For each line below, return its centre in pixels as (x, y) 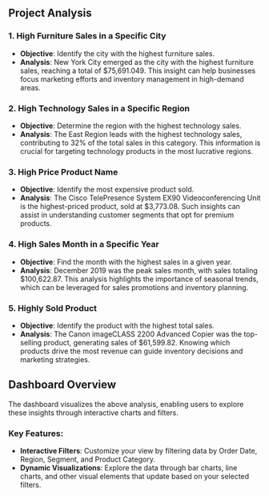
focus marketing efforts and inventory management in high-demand (132, 79)
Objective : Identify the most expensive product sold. (107, 190)
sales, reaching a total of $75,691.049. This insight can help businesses (138, 71)
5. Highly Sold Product (53, 308)
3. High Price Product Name (63, 171)
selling (31, 342)
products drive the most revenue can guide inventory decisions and (131, 351)
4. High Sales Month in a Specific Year (84, 244)
